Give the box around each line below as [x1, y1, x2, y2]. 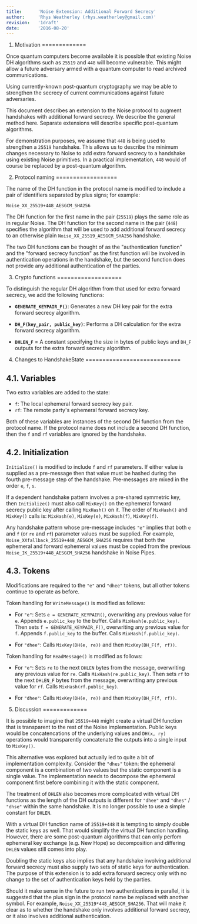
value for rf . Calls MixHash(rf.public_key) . [14, 683, 119, 690]
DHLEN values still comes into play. [6, 845, 88, 853]
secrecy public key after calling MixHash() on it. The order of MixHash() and [6, 506, 188, 513]
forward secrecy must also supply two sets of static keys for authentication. [6, 863, 190, 870]
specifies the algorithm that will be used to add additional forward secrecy [6, 226, 186, 233]
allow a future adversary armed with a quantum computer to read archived [6, 66, 186, 73]
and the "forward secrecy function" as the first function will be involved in [6, 250, 185, 257]
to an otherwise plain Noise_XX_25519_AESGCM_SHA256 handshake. [6, 232, 162, 239]
